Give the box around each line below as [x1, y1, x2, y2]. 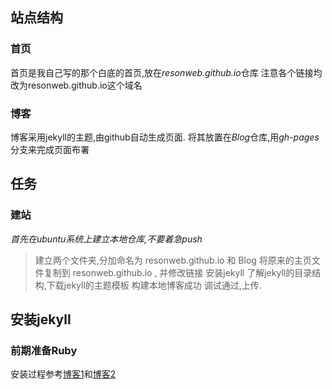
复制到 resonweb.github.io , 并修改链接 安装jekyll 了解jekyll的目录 [43, 266, 313, 278]
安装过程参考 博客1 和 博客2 [10, 368, 117, 380]
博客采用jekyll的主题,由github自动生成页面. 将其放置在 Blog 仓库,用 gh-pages [10, 131, 320, 143]
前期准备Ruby [10, 343, 78, 357]
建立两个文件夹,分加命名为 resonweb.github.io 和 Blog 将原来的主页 [34, 254, 312, 266]
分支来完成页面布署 [10, 143, 90, 155]
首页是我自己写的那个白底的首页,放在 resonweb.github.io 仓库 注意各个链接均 [10, 66, 323, 78]
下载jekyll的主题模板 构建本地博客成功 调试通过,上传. [46, 279, 262, 291]
